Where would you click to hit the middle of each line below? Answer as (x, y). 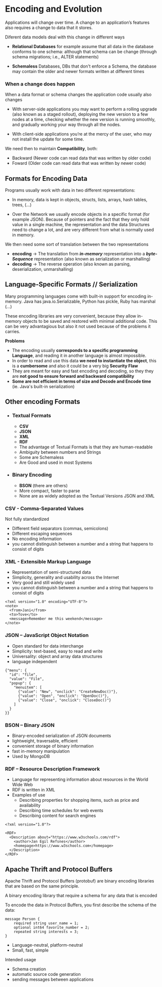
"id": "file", (23, 674)
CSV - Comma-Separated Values (44, 508)
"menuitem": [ (28, 687)
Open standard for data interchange (48, 646)
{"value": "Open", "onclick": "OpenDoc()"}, (63, 696)
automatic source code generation (46, 974)
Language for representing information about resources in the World (80, 779)
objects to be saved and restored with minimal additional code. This (90, 321)
